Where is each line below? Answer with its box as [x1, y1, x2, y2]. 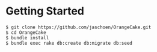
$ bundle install [5, 34, 49, 41]
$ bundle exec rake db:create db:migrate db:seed [5, 40, 133, 46]
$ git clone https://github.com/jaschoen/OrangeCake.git [5, 24, 152, 30]
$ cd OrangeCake [5, 29, 46, 36]
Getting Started [5, 4, 85, 18]
